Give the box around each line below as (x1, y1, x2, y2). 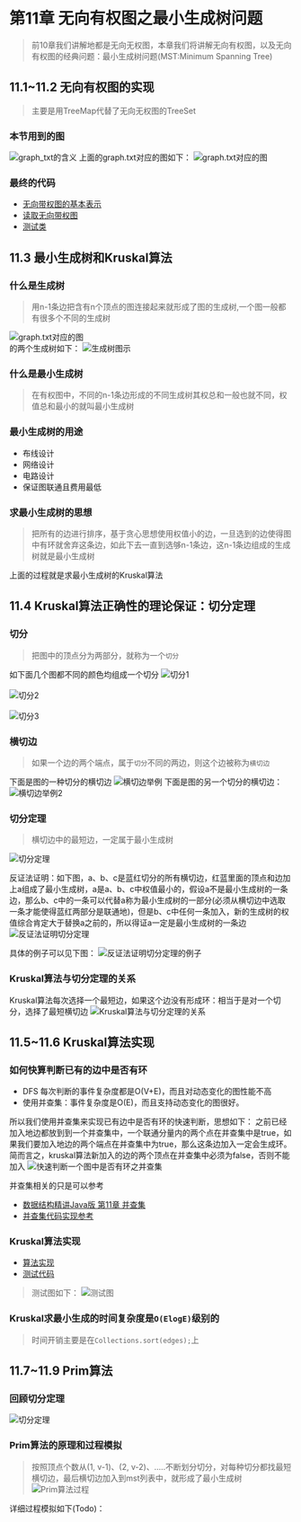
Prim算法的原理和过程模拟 (9, 1439, 123, 1452)
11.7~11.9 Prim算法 (9, 1363, 113, 1379)
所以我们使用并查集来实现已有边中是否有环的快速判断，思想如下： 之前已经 (9, 1116, 288, 1128)
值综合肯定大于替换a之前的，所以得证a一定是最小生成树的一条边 (9, 917, 247, 928)
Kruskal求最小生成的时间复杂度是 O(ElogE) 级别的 (9, 1313, 220, 1325)
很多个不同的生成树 (39, 313, 111, 323)
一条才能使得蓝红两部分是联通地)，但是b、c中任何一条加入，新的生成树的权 (9, 907, 289, 917)
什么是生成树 (9, 279, 66, 292)
